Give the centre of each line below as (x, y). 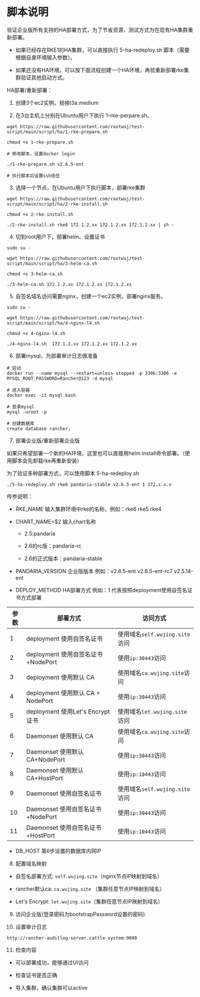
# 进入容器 (18, 390)
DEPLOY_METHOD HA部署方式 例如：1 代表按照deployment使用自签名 (101, 590)
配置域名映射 (31, 863)
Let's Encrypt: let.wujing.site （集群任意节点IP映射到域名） (89, 901)
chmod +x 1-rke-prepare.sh (40, 142)
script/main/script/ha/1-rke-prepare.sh (58, 132)
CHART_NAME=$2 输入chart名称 (56, 521)
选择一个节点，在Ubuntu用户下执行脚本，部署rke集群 (80, 187)
